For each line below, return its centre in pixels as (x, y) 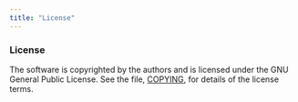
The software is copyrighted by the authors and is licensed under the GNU (149, 69)
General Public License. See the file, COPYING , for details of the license (144, 79)
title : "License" (42, 18)
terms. (21, 88)
